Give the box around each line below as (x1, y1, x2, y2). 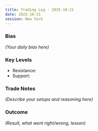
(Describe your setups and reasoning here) (5, 96, 93, 102)
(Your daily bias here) (5, 44, 49, 50)
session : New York (5, 16, 43, 21)
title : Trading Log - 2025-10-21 (5, 7, 74, 12)
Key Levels (5, 56, 32, 63)
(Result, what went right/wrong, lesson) (5, 120, 86, 126)
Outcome (5, 109, 28, 116)
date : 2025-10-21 (5, 12, 41, 17)
